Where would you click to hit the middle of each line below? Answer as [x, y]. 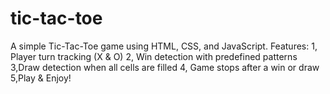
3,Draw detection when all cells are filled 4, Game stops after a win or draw [165, 67]
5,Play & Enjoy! [41, 78]
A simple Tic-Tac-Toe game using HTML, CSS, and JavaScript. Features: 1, [164, 46]
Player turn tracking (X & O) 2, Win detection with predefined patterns [154, 56]
